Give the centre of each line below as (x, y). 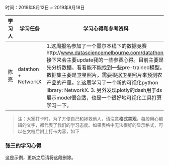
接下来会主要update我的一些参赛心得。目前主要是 (105, 60)
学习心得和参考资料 (106, 29)
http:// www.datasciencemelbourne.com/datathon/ (106, 53)
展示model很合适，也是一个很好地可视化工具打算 (104, 98)
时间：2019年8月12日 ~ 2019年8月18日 (45, 7)
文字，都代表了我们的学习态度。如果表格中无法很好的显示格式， (93, 125)
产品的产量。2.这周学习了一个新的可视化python (102, 82)
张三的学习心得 (23, 145)
